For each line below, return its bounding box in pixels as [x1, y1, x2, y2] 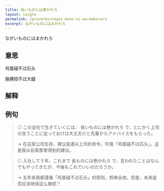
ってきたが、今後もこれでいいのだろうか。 [30, 164, 116, 170]
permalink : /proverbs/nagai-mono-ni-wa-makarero [5, 16, 107, 21]
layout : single [5, 12, 37, 17]
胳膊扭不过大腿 [5, 76, 36, 82]
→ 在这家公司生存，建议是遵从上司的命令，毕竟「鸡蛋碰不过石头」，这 [17, 141, 160, 147]
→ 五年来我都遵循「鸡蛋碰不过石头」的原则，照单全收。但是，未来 [17, 175, 153, 181]
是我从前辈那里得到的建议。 [17, 147, 74, 153]
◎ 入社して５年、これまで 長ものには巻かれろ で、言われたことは [17, 158, 151, 164]
